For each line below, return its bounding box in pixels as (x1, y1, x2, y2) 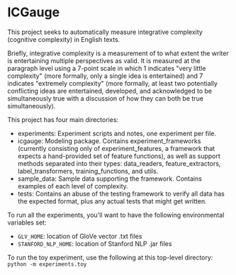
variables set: (7, 218, 47, 227)
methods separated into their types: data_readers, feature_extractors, (17, 159, 221, 167)
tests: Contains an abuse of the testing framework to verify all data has (17, 189, 225, 198)
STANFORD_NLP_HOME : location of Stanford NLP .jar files (17, 239, 172, 248)
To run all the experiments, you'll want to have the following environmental (7, 211, 225, 219)
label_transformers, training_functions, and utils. (17, 167, 159, 175)
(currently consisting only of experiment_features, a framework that (17, 144, 215, 152)
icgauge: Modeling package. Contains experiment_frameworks (17, 136, 201, 145)
